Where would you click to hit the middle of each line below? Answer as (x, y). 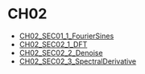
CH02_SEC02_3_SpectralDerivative (78, 61)
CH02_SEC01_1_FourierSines (66, 36)
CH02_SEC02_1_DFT (53, 44)
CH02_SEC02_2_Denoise (61, 53)
